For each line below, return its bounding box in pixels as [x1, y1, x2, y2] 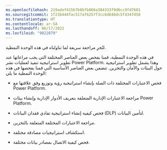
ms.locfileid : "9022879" [6, 31, 58, 36]
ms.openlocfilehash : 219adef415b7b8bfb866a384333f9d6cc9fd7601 [6, 7, 141, 13]
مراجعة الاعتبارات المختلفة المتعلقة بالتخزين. [13, 120, 96, 125]
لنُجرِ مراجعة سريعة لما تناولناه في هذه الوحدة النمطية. [6, 45, 106, 50]
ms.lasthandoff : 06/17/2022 [6, 26, 65, 31]
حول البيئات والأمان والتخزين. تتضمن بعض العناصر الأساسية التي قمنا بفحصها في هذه [6, 65, 162, 71]
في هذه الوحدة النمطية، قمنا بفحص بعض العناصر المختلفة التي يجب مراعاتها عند [6, 54, 154, 60]
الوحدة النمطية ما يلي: [6, 70, 47, 76]
